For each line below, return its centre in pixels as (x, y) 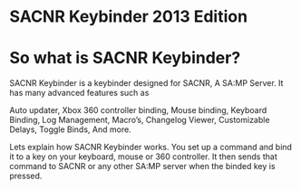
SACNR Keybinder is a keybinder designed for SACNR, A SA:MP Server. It (146, 83)
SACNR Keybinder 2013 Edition (128, 17)
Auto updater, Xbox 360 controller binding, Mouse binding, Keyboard (138, 110)
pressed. (26, 176)
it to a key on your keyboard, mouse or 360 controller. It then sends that (144, 157)
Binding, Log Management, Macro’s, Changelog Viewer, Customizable (140, 120)
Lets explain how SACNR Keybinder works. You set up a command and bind (151, 147)
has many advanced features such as (79, 93)
